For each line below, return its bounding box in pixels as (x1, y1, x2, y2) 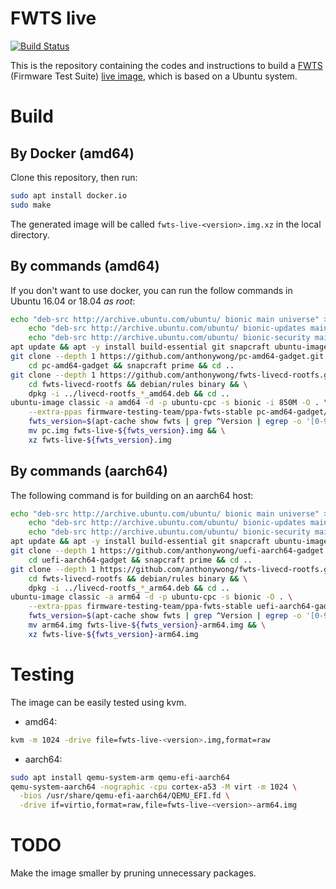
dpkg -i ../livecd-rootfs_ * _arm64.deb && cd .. (28, 583, 230, 593)
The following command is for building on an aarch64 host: (10, 489, 254, 501)
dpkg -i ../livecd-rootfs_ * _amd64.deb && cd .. (28, 388, 230, 399)
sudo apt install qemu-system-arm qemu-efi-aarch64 (10, 772, 230, 782)
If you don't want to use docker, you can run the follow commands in (10, 284, 293, 296)
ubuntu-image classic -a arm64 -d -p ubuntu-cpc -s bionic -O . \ (10, 592, 293, 602)
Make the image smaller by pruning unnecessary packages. (10, 867, 257, 879)
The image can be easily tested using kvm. (10, 696, 187, 708)
